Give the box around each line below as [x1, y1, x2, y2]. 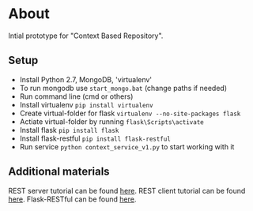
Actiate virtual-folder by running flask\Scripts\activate [19, 116, 204, 126]
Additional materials [8, 165, 110, 179]
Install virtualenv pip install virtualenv [19, 100, 153, 109]
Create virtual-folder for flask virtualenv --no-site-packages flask [19, 108, 241, 118]
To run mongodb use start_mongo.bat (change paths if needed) [19, 83, 228, 92]
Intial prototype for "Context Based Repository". [8, 31, 164, 40]
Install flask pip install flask [19, 125, 119, 134]
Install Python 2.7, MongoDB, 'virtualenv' [19, 74, 153, 84]
